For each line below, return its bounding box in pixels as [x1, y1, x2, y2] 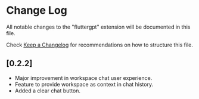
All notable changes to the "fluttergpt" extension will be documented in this [6, 23, 191, 30]
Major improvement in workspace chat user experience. [14, 74, 153, 81]
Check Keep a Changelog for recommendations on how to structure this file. [6, 41, 194, 48]
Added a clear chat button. [14, 87, 81, 94]
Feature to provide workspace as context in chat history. [14, 81, 154, 88]
